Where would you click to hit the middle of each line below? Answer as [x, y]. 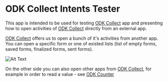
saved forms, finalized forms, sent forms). [49, 49]
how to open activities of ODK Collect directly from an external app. [76, 28]
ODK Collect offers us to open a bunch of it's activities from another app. [82, 38]
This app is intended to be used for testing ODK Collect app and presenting [84, 23]
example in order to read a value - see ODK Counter [60, 74]
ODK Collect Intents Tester [63, 9]
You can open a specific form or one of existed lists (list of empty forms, [81, 43]
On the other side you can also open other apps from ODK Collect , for [78, 69]
